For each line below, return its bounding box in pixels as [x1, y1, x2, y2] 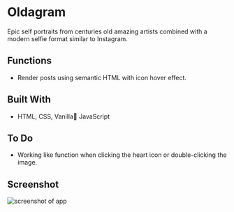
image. [17, 158, 38, 167]
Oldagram [7, 4, 66, 20]
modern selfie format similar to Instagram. [7, 34, 128, 43]
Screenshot [7, 179, 59, 190]
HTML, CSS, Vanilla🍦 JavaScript [17, 112, 110, 121]
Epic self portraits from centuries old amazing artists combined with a [7, 27, 207, 36]
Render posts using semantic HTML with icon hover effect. [17, 73, 187, 82]
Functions [7, 55, 52, 67]
